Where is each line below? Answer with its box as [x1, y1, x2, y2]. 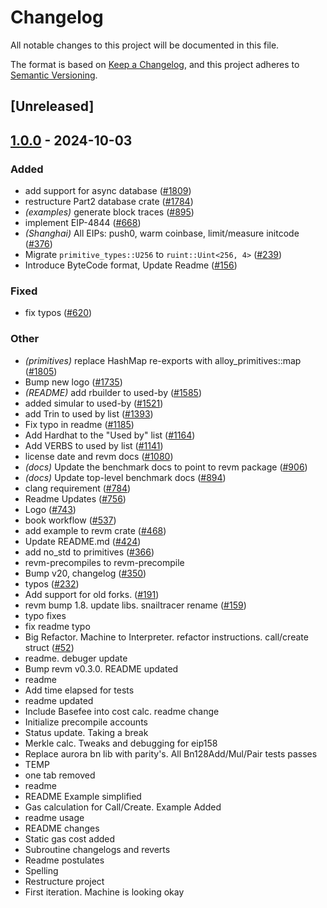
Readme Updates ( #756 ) [24, 492, 127, 505]
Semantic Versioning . [10, 69, 98, 81]
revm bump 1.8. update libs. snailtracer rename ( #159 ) [24, 599, 247, 611]
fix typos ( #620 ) [24, 307, 93, 319]
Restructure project [24, 875, 105, 887]
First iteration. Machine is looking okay [24, 886, 185, 898]
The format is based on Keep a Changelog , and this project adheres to [10, 58, 300, 70]
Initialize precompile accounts [24, 716, 148, 728]
